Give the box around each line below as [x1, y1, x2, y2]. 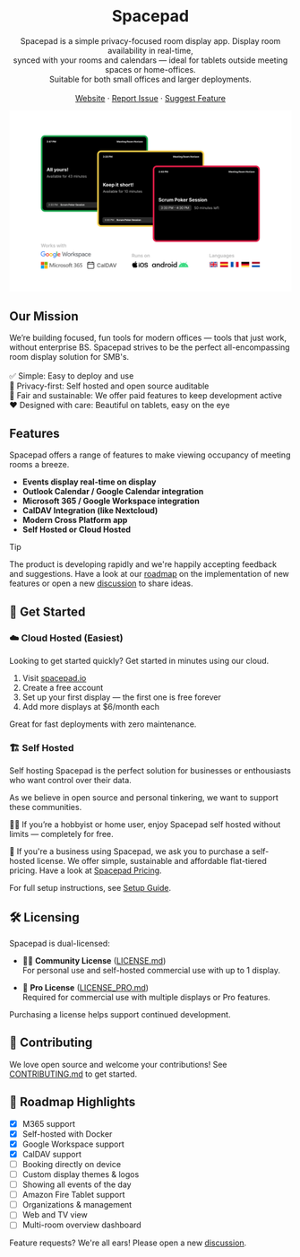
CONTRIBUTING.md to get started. [9, 1069, 138, 1079]
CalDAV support [21, 1148, 82, 1159]
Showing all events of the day [21, 1179, 132, 1190]
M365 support [21, 1118, 76, 1129]
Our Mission [9, 309, 79, 324]
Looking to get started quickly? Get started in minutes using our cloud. [9, 655, 270, 666]
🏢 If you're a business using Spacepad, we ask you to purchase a [9, 846, 251, 857]
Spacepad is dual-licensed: [9, 938, 110, 949]
